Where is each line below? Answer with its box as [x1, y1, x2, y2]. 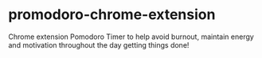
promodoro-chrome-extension [8, 6, 216, 24]
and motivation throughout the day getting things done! [8, 40, 190, 49]
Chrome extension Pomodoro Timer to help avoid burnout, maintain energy [8, 32, 255, 41]
